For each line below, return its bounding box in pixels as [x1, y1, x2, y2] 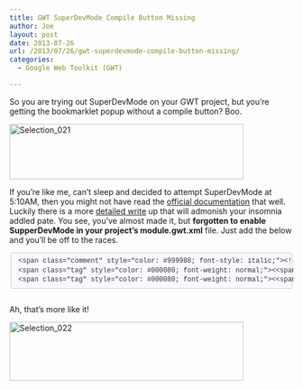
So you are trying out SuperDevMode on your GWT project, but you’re [9, 96, 270, 107]
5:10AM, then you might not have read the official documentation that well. [9, 196, 286, 207]
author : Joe [9, 22, 54, 31]
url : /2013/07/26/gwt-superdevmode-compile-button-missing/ [9, 47, 241, 56]
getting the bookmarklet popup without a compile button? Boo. [9, 106, 243, 116]
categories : [9, 55, 54, 64]
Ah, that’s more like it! [9, 304, 90, 315]
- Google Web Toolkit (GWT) [17, 64, 124, 73]
